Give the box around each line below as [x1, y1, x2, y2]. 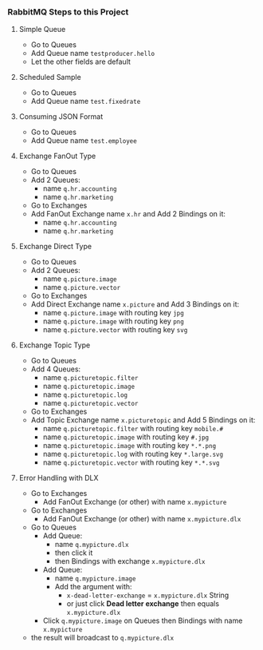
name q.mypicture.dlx [54, 540, 129, 549]
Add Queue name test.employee [30, 136, 137, 145]
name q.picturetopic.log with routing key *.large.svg [42, 450, 224, 459]
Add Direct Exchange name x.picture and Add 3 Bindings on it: [30, 299, 240, 309]
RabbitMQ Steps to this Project [7, 6, 129, 18]
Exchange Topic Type [18, 340, 91, 350]
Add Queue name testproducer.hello [30, 49, 155, 58]
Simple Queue [18, 25, 66, 34]
